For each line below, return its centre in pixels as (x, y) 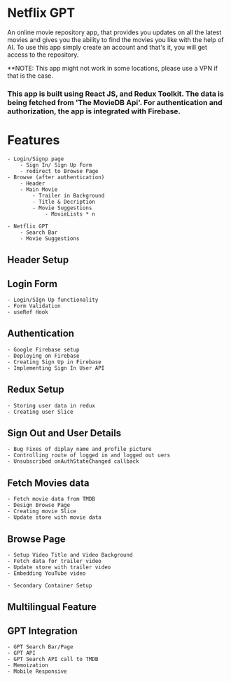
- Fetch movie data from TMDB (51, 499)
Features (34, 140)
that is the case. (30, 76)
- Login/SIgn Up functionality (53, 300)
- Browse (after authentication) (56, 177)
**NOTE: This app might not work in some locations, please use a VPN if (113, 68)
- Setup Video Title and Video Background (70, 555)
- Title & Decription (64, 202)
